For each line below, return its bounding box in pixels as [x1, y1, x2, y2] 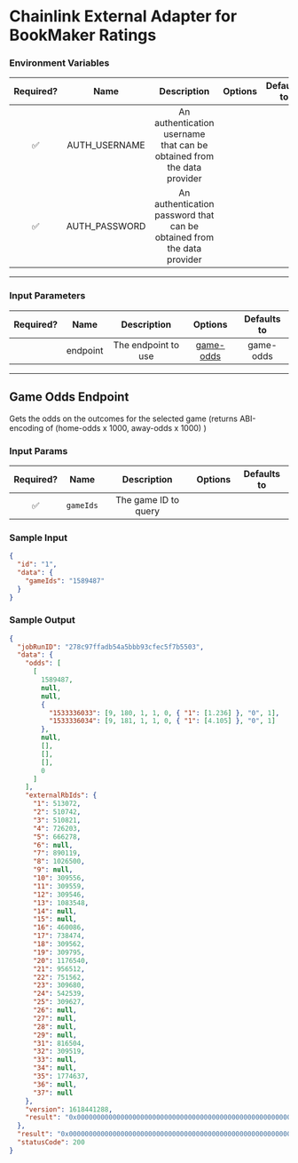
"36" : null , [32, 1079, 77, 1089]
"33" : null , [32, 1055, 77, 1064]
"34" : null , [32, 1063, 77, 1072]
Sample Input [9, 531, 68, 544]
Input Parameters [9, 290, 86, 302]
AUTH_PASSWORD [66, 220, 146, 233]
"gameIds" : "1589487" [25, 576, 105, 585]
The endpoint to [113, 339, 180, 351]
